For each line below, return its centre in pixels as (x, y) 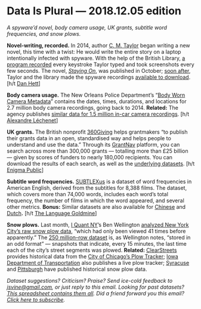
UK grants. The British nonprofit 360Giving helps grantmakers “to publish (97, 132)
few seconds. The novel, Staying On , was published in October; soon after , (99, 70)
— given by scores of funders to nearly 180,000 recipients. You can (89, 157)
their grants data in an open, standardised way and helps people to (89, 138)
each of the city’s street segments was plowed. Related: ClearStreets (92, 250)
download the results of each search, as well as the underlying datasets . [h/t (101, 163)
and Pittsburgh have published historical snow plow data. (77, 269)
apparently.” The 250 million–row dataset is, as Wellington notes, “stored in (99, 237)
